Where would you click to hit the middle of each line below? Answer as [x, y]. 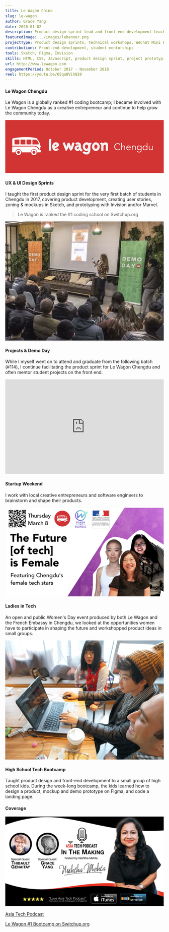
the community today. [28, 113]
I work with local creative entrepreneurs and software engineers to [74, 495]
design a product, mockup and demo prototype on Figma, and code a [77, 791]
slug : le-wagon [21, 16]
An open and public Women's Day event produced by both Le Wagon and [81, 617]
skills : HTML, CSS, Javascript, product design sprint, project [74, 58]
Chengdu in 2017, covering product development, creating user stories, [79, 200]
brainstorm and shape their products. [44, 500]
